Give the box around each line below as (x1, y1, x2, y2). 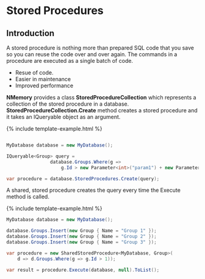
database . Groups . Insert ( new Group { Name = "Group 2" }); (6, 233, 157, 240)
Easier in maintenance (15, 76, 71, 82)
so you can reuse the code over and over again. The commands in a (6, 51, 178, 58)
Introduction (6, 28, 55, 38)
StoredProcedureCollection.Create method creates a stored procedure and (6, 107, 198, 114)
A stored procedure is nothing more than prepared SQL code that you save (6, 44, 194, 51)
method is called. (6, 193, 50, 200)
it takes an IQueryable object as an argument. (6, 114, 121, 120)
